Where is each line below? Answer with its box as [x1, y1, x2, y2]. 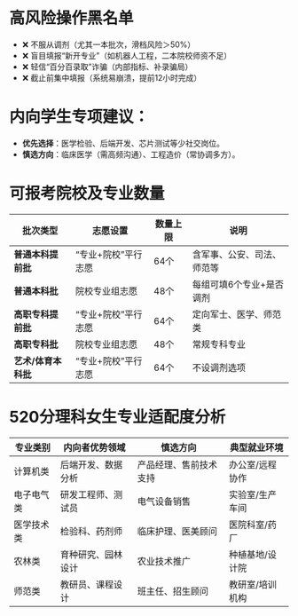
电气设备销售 [137, 494, 192, 507]
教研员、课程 [60, 578, 114, 590]
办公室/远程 [229, 458, 277, 470]
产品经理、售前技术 [137, 458, 218, 470]
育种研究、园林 [60, 548, 123, 560]
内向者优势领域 [63, 441, 126, 454]
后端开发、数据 [60, 458, 123, 470]
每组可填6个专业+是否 [192, 278, 284, 290]
